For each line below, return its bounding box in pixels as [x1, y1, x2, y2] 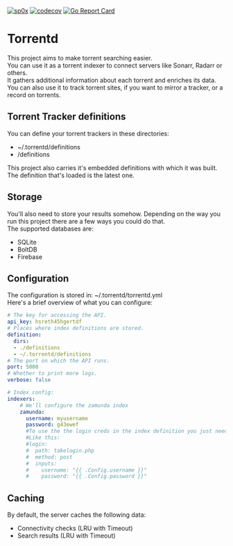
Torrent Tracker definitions [7, 111, 126, 123]
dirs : [13, 338, 30, 345]
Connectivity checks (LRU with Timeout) [17, 524, 133, 533]
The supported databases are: [7, 224, 94, 233]
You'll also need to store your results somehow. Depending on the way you [7, 209, 221, 218]
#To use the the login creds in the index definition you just [25, 428, 213, 435]
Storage [7, 191, 43, 203]
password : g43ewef [25, 421, 79, 429]
